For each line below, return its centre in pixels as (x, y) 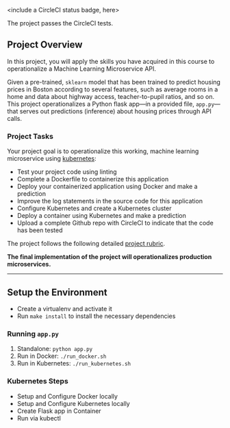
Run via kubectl (39, 418)
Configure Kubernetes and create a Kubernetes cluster (94, 208)
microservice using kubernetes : (52, 159)
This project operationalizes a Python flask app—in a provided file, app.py (111, 104)
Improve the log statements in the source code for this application (110, 201)
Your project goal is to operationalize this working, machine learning (103, 151)
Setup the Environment (57, 292)
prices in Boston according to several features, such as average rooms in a (113, 89)
